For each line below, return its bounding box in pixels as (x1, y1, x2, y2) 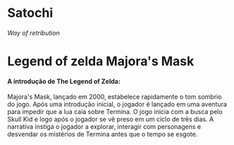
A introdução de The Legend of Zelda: (7, 77, 121, 85)
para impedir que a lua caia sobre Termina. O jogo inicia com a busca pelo (7, 108, 223, 116)
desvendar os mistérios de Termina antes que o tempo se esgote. (7, 130, 198, 139)
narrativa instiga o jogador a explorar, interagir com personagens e (7, 122, 202, 131)
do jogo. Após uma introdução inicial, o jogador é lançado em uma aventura (7, 100, 228, 108)
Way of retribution (7, 28, 60, 37)
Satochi (7, 5, 54, 21)
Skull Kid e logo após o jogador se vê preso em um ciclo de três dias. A (7, 115, 214, 124)
